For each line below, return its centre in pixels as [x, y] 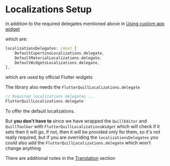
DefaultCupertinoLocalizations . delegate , [59, 53]
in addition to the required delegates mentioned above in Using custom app [85, 24]
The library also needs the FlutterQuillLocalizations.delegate [73, 87]
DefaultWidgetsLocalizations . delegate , [57, 63]
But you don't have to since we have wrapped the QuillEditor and [76, 121]
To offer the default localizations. [40, 111]
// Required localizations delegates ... [50, 97]
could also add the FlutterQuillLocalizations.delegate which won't [78, 143]
